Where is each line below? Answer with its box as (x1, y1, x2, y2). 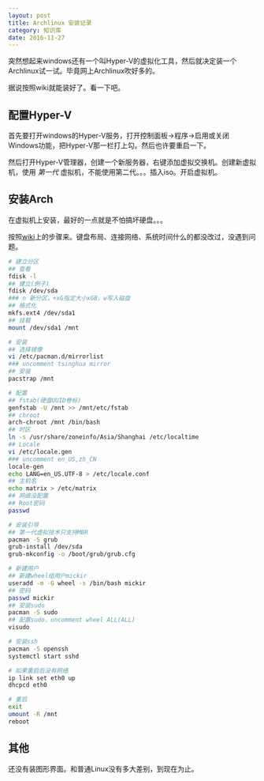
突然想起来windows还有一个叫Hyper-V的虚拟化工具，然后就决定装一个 (8, 56, 237, 66)
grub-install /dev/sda (8, 543, 83, 551)
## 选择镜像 (8, 345, 43, 353)
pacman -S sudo (8, 609, 58, 617)
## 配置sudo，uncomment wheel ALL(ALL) (8, 616, 136, 624)
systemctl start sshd (8, 652, 80, 660)
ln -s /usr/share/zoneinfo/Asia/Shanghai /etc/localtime (8, 433, 199, 441)
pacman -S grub (8, 535, 58, 544)
